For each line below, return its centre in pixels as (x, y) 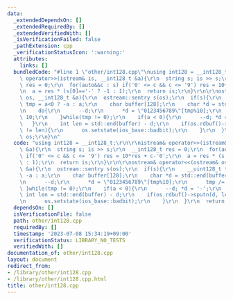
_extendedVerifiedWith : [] (52, 33)
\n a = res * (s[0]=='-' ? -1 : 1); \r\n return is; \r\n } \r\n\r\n (119, 91)
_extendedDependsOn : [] (48, 20)
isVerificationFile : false (52, 214)
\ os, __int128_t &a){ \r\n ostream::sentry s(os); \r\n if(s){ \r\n (121, 98)
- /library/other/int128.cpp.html (57, 279)
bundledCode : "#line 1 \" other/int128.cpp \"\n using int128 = (104, 72)
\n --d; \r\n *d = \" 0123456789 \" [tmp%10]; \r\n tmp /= (122, 182)
